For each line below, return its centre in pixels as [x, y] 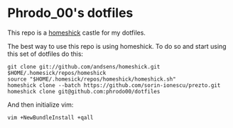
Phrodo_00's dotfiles [70, 13]
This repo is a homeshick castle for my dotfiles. [76, 33]
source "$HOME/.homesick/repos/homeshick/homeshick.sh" [92, 79]
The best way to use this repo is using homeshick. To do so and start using [117, 46]
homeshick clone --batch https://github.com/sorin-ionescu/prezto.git [114, 85]
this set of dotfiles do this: [45, 54]
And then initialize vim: [40, 105]
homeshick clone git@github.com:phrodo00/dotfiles [84, 91]
